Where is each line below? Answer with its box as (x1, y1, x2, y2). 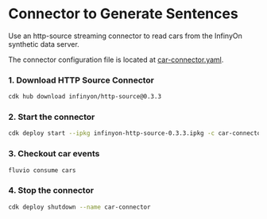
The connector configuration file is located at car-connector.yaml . (8, 55, 224, 64)
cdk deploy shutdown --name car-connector (8, 203, 151, 211)
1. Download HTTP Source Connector (8, 75, 155, 86)
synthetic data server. (8, 39, 79, 48)
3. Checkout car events (8, 148, 100, 159)
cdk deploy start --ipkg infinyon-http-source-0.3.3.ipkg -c (8, 129, 215, 137)
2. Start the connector (8, 112, 95, 123)
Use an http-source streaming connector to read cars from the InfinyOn (8, 31, 242, 40)
